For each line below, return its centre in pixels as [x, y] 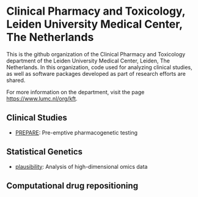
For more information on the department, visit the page [75, 92]
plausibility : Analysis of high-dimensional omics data [81, 166]
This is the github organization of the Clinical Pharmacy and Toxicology [96, 54]
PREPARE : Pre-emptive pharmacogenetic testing [76, 132]
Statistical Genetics [45, 152]
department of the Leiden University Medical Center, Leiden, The [88, 61]
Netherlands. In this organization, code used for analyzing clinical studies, [99, 67]
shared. [16, 80]
